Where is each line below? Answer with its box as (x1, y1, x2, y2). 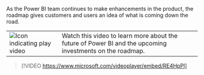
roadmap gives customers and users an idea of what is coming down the (6, 11, 189, 19)
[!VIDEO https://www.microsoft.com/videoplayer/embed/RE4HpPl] (21, 62, 187, 69)
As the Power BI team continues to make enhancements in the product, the (6, 5, 194, 12)
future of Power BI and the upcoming (61, 39, 167, 47)
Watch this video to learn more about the (61, 31, 178, 40)
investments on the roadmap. (61, 47, 145, 55)
